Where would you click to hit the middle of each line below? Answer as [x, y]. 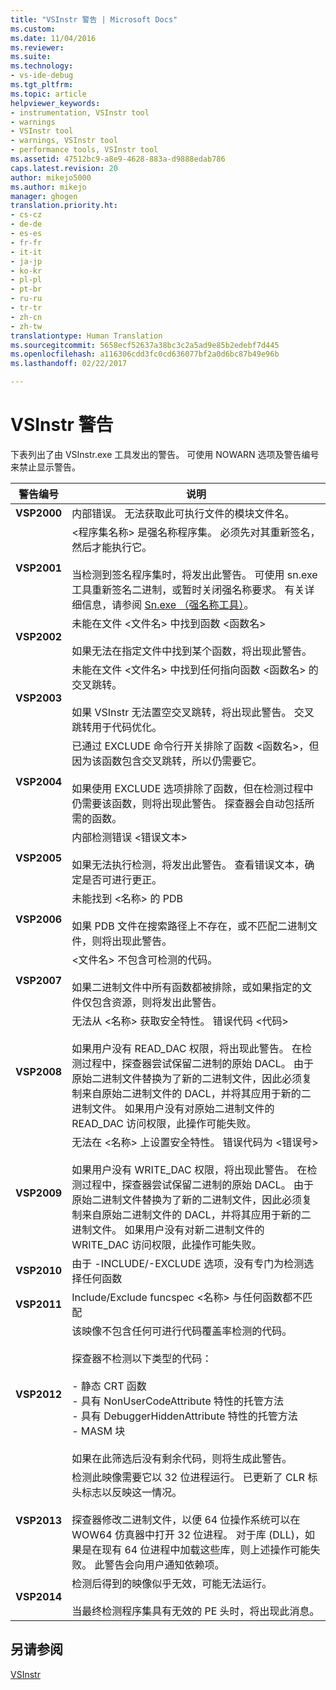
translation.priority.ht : [64, 206]
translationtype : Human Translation [86, 336]
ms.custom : [33, 29]
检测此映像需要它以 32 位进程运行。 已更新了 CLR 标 [194, 1477]
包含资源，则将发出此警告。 [157, 1002]
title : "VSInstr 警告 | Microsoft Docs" [94, 19]
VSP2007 [39, 980]
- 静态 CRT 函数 [109, 1386]
